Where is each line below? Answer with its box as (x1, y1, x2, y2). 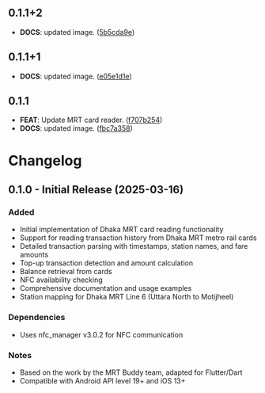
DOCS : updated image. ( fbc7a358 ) (19, 124, 133, 133)
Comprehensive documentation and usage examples (19, 284, 192, 293)
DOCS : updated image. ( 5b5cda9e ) (19, 27, 135, 36)
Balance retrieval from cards (19, 267, 112, 277)
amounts (19, 250, 49, 260)
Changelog (8, 151, 82, 170)
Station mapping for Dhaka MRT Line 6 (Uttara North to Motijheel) (19, 292, 234, 302)
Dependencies (8, 312, 66, 323)
